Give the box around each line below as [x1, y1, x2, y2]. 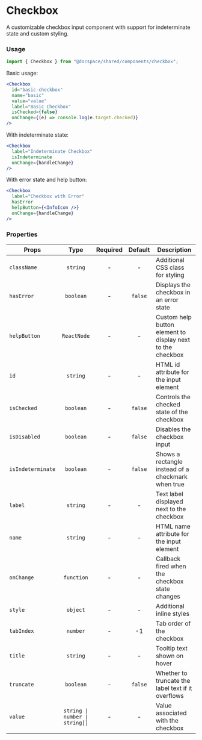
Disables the [156, 425, 191, 434]
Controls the [156, 393, 191, 401]
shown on [156, 651, 184, 660]
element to [156, 328, 186, 337]
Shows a [156, 450, 180, 458]
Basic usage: [6, 70, 38, 77]
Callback [156, 555, 181, 563]
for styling [156, 271, 185, 279]
